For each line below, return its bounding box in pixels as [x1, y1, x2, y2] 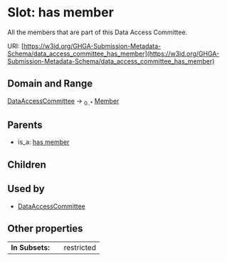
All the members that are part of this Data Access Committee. [7, 28, 188, 36]
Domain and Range [7, 78, 93, 90]
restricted [63, 243, 96, 253]
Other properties [7, 222, 83, 234]
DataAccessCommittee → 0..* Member [7, 96, 120, 107]
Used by [7, 183, 45, 195]
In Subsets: [11, 243, 50, 253]
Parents [7, 119, 43, 131]
